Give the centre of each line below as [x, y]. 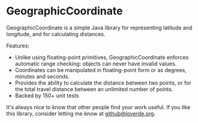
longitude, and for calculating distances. [56, 34]
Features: [18, 46]
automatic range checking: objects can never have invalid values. [96, 64]
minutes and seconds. [42, 76]
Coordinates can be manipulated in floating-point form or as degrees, [101, 70]
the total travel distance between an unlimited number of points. [94, 89]
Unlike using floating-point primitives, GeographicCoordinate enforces [102, 57]
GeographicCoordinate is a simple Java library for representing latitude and [99, 28]
